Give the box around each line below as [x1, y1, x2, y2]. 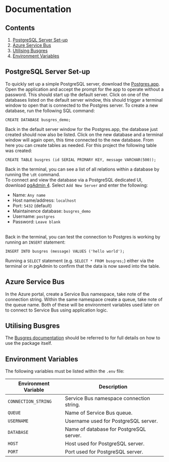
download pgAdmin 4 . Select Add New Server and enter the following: [5, 182, 148, 188]
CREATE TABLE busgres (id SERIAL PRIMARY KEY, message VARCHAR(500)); [5, 157, 156, 162]
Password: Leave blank [12, 218, 61, 224]
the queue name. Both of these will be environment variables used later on [5, 301, 159, 307]
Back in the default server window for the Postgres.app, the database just [5, 126, 158, 132]
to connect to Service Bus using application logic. [5, 307, 108, 313]
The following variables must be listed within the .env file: [5, 368, 125, 374]
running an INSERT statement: [5, 239, 66, 245]
